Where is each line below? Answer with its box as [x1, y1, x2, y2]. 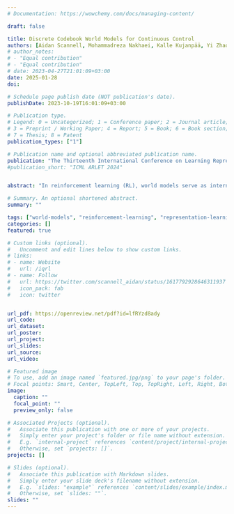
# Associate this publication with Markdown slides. [7, 471, 170, 478]
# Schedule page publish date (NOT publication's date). [7, 93, 176, 100]
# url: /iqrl [7, 265, 52, 272]
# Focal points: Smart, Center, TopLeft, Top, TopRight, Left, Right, [7, 381, 217, 388]
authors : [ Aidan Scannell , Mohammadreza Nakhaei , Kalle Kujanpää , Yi [7, 42, 214, 49]
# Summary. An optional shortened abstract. [7, 195, 139, 202]
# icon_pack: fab [7, 285, 64, 292]
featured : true [7, 227, 52, 234]
